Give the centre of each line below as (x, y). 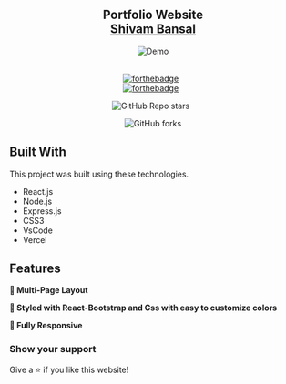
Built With (38, 152)
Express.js (42, 211)
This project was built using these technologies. (99, 174)
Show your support (53, 349)
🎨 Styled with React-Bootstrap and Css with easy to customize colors (143, 308)
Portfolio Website (153, 15)
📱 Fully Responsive (46, 326)
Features (35, 269)
